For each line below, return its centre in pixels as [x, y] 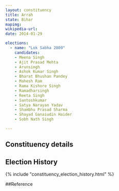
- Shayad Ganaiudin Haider [43, 115]
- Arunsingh [27, 67]
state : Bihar [19, 19]
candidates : [27, 52]
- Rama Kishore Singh [37, 86]
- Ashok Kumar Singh [36, 72]
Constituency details [39, 145]
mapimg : [14, 24]
